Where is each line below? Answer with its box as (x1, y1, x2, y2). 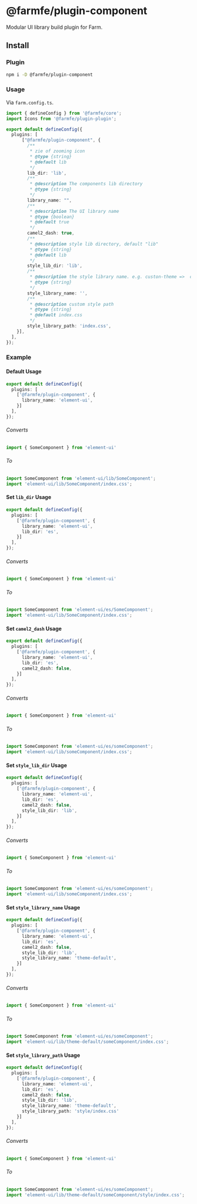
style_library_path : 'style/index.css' (21, 1108, 119, 1115)
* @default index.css (29, 312, 83, 318)
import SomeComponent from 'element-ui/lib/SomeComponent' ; (6, 476, 157, 481)
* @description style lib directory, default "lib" (29, 241, 159, 247)
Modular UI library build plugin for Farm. (6, 24, 103, 31)
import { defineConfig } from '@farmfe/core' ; (6, 110, 122, 116)
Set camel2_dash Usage (6, 625, 62, 632)
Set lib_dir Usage (6, 494, 52, 501)
